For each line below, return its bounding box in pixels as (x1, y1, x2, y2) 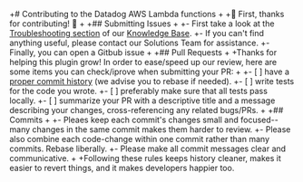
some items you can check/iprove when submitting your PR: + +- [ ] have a (9, 66, 290, 77)
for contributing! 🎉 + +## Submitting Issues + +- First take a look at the (9, 18, 275, 29)
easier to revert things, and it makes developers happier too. (9, 163, 235, 173)
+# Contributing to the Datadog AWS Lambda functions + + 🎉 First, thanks (9, 9, 285, 19)
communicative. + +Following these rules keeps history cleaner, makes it (9, 153, 281, 163)
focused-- (239, 114, 279, 125)
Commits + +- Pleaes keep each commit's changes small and (9, 114, 239, 125)
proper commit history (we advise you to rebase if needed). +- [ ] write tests (9, 76, 295, 86)
